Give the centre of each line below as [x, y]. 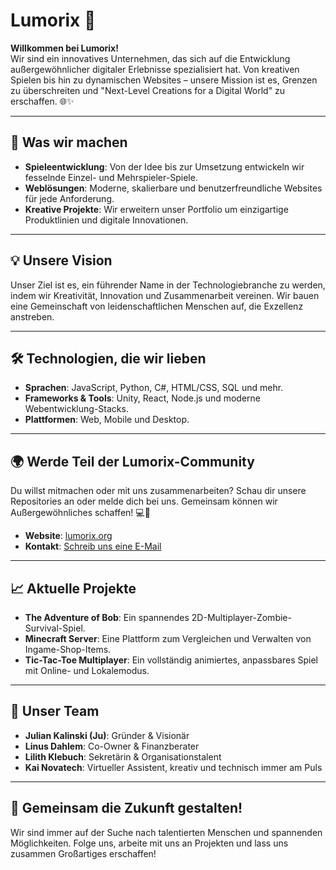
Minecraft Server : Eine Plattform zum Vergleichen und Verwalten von [168, 638]
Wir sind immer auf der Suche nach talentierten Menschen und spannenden [166, 832]
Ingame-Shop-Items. [68, 649]
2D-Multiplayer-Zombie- [241, 617]
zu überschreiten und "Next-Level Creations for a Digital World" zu [148, 90]
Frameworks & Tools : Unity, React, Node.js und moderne [143, 398]
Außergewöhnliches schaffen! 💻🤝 [80, 513]
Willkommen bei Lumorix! [64, 48]
